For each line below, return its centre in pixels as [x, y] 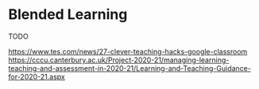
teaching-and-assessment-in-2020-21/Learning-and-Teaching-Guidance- [130, 68]
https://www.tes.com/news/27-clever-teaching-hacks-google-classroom [128, 51]
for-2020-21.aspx [37, 76]
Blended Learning [68, 15]
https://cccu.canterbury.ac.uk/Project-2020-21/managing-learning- [119, 60]
